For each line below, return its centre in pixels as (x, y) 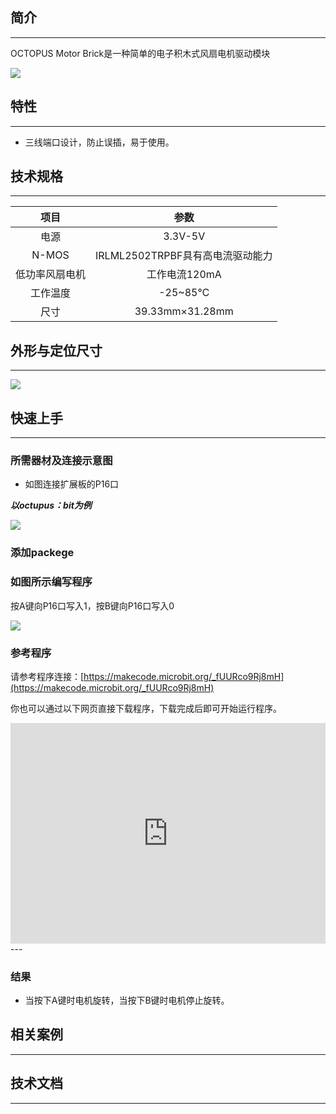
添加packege (42, 553)
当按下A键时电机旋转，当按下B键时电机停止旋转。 (127, 1000)
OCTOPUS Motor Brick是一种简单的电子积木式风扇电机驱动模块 (140, 53)
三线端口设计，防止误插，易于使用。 (99, 142)
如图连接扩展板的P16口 (72, 484)
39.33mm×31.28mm (184, 311)
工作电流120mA (184, 275)
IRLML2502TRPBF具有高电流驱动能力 (184, 256)
